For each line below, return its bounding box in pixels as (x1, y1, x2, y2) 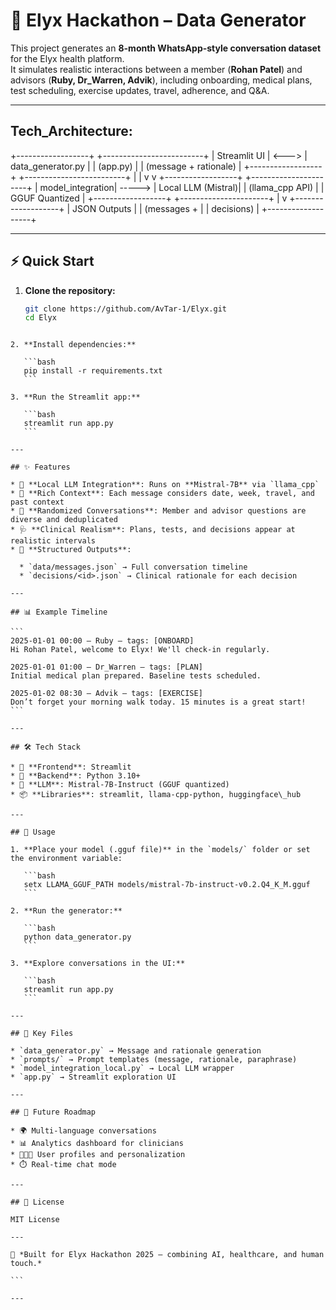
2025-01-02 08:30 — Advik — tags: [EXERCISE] (10, 689, 203, 699)
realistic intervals (10, 536, 97, 546)
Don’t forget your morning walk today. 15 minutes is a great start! (10, 697, 307, 708)
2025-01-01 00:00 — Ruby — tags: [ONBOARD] (10, 636, 195, 646)
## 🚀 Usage (10, 827, 56, 838)
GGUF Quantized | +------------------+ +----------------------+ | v (10, 192, 288, 204)
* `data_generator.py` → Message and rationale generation (10, 1046, 262, 1056)
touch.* (10, 1259, 43, 1269)
